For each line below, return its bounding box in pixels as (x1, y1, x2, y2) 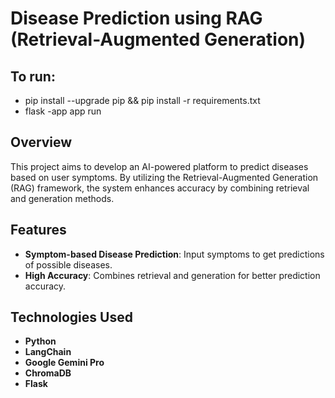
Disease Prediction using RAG (10, 7, 263, 30)
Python (24, 335, 57, 347)
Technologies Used (10, 309, 133, 326)
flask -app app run (24, 105, 102, 117)
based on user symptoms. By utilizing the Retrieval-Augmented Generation (10, 171, 319, 183)
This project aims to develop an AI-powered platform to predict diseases (10, 160, 309, 172)
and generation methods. (10, 192, 115, 204)
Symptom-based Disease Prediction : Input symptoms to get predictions (24, 248, 325, 260)
